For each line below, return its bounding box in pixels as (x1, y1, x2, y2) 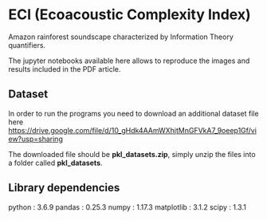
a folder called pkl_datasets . (8, 158, 103, 167)
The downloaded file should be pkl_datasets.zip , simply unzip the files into (8, 149, 257, 159)
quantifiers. (8, 40, 46, 49)
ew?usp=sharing (8, 134, 64, 143)
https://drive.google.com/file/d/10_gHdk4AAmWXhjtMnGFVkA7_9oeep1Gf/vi (8, 125, 257, 135)
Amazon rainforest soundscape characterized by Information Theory (8, 32, 234, 41)
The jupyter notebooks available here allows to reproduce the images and (8, 56, 250, 65)
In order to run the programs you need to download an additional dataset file (8, 108, 259, 118)
